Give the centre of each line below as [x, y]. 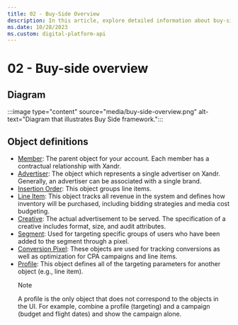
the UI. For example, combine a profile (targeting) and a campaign [114, 307]
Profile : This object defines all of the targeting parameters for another [119, 264]
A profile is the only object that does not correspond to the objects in [118, 299]
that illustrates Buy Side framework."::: [107, 119]
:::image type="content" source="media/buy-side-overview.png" [102, 112]
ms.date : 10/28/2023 [38, 27]
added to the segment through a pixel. [73, 241]
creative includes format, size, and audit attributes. [92, 227]
